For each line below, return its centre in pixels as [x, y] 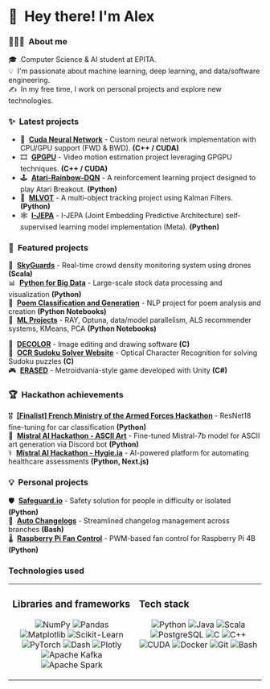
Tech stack [164, 604]
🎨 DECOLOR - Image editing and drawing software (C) [99, 344]
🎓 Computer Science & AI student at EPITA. [82, 60]
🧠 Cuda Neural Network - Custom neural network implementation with [138, 139]
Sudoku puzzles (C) [41, 361]
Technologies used [46, 571]
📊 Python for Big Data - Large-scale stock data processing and [115, 283]
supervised [39, 227]
